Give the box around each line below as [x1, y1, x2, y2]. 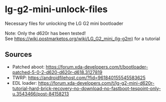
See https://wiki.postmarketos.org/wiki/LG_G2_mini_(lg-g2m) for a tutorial [5, 36, 160, 42]
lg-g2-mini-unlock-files [5, 4, 108, 15]
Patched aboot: [12, 63, 45, 70]
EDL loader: [12, 80, 37, 86]
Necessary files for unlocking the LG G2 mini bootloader [5, 20, 123, 26]
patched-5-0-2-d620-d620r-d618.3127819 [12, 69, 103, 75]
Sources [5, 50, 32, 59]
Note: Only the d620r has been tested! [5, 30, 86, 36]
